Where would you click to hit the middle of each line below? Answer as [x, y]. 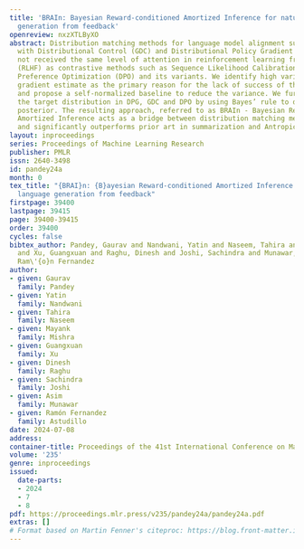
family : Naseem [46, 321]
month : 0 [26, 177]
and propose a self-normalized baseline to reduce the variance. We [149, 93]
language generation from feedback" [86, 194]
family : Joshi [44, 388]
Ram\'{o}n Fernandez [56, 262]
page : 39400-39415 [44, 219]
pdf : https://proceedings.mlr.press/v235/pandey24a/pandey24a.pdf [137, 514]
